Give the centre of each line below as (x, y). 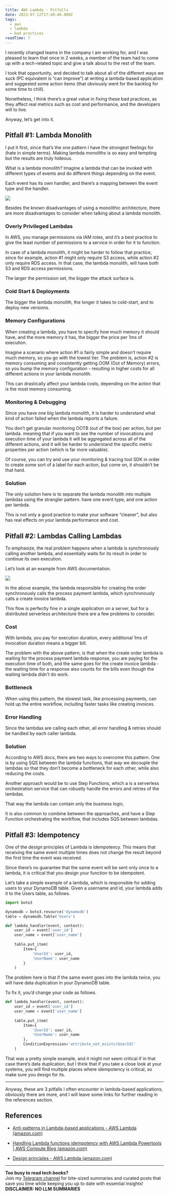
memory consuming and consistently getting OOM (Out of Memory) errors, (83, 363)
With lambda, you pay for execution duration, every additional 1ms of (76, 638)
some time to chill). (25, 89)
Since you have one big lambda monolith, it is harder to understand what (80, 413)
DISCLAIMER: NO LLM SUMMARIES (43, 1189)
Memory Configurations (35, 321)
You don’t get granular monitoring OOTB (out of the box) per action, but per (83, 428)
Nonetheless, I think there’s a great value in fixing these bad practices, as (81, 98)
